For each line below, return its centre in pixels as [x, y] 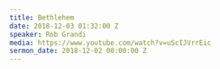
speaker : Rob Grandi [48, 34]
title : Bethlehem [42, 17]
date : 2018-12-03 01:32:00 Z [64, 26]
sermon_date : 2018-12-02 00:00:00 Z [78, 51]
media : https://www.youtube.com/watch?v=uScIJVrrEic [110, 43]
